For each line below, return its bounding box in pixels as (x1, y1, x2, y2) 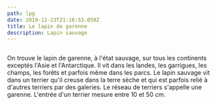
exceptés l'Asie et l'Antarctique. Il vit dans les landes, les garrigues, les (7, 61, 207, 69)
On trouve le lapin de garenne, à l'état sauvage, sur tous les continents (7, 54, 207, 62)
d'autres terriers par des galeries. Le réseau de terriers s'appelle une (7, 83, 203, 91)
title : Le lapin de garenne (7, 23, 88, 30)
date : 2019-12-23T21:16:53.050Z (7, 16, 100, 23)
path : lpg (7, 10, 36, 17)
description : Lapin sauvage (7, 29, 88, 36)
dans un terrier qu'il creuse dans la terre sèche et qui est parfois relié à (7, 76, 208, 84)
